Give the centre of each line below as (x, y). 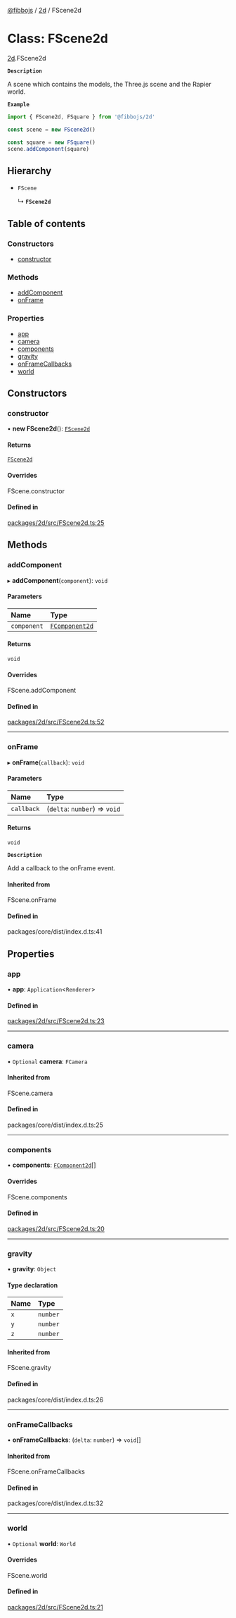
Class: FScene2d (58, 39)
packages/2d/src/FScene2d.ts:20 (56, 1228)
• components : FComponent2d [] (52, 1165)
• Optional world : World (41, 1543)
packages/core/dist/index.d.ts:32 (55, 1503)
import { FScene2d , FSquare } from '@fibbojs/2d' (81, 117)
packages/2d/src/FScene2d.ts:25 (56, 523)
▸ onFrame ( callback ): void (46, 762)
